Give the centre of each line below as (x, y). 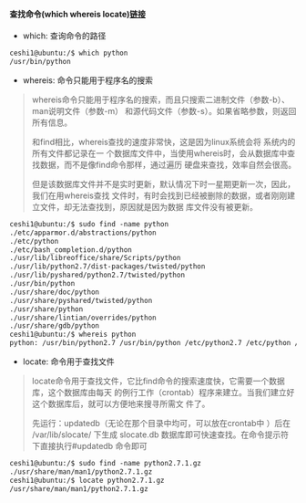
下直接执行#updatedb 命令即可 (89, 446)
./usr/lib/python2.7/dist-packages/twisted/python (107, 267)
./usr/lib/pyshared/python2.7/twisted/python (97, 275)
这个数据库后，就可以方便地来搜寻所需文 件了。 (121, 404)
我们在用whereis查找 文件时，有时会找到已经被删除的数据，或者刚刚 (159, 195)
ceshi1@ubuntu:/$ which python (69, 53)
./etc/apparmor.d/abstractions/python (83, 233)
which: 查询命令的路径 (64, 36)
